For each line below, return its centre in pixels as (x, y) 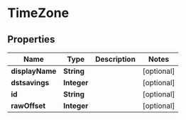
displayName (34, 71)
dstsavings (30, 83)
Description (115, 59)
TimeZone (38, 13)
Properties (31, 39)
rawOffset (28, 106)
